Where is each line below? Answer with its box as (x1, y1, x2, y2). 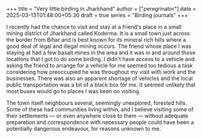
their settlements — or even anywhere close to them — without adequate (6, 112, 189, 119)
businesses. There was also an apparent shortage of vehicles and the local (6, 75, 194, 82)
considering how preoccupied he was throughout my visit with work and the (6, 68, 196, 75)
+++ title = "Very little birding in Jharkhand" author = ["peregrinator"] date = (6, 5, 197, 12)
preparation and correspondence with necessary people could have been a (6, 119, 195, 126)
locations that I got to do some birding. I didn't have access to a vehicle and (6, 56, 195, 62)
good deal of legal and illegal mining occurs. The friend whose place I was (6, 42, 192, 50)
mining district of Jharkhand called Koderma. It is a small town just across (6, 30, 191, 37)
